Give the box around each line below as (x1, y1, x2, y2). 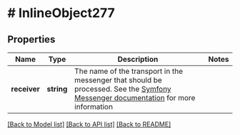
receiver (11, 84, 41, 94)
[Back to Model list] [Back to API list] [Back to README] (7, 120, 171, 129)
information (74, 102, 113, 112)
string (46, 84, 68, 94)
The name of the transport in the (74, 66, 184, 76)
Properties (7, 33, 56, 45)
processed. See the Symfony (74, 84, 171, 94)
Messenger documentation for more (74, 93, 196, 102)
